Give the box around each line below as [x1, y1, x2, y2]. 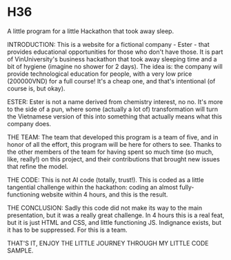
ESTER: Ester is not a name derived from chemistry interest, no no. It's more [7, 97, 223, 106]
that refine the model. [7, 162, 69, 170]
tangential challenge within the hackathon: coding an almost [7, 183, 178, 191]
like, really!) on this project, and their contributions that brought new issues [7, 154, 221, 163]
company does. [7, 119, 52, 128]
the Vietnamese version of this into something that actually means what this [7, 112, 223, 121]
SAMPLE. [7, 246, 34, 254]
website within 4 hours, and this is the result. [41, 190, 168, 199]
